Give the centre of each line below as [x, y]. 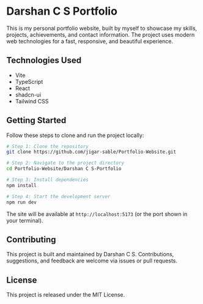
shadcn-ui [28, 95]
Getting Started [36, 120]
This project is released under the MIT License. [66, 295]
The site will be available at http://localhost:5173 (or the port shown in [97, 214]
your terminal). [25, 220]
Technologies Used [44, 60]
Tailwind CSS [32, 101]
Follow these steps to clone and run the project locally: [75, 135]
